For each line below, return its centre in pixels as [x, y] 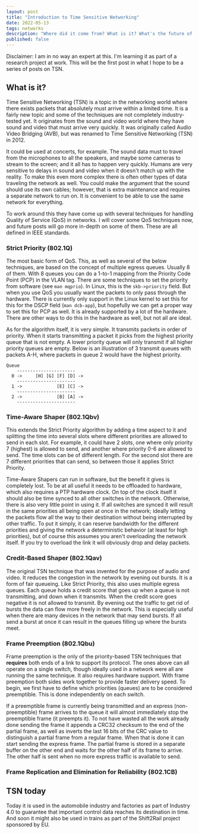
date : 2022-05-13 [28, 23]
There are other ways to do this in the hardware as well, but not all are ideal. [99, 318]
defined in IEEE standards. [38, 232]
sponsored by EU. [28, 824]
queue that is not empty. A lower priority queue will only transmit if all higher [99, 342]
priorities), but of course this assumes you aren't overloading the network [96, 536]
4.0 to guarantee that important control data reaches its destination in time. [98, 812]
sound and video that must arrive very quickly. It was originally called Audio [99, 127]
